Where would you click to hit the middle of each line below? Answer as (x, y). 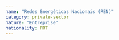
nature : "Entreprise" (32, 22)
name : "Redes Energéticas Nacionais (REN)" (60, 11)
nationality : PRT (27, 28)
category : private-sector (37, 17)
